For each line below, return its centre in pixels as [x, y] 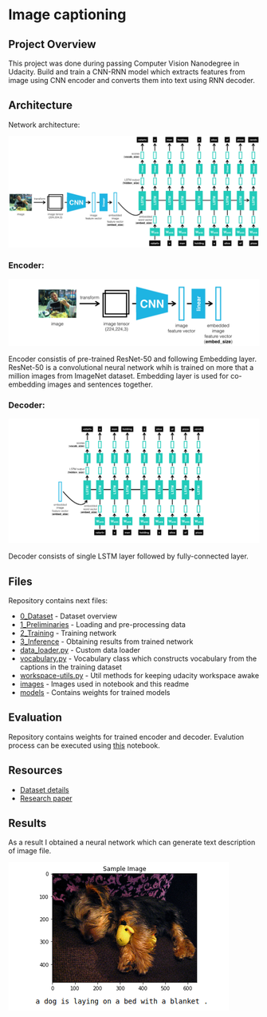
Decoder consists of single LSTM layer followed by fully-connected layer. [128, 556]
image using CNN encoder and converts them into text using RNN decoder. [132, 80]
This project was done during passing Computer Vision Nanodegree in [124, 63]
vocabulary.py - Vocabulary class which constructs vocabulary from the [138, 659]
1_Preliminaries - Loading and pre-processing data [102, 625]
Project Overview [52, 44]
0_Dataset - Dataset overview [69, 616]
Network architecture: [44, 125]
